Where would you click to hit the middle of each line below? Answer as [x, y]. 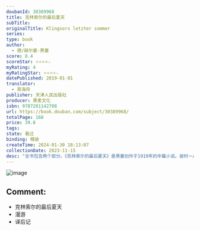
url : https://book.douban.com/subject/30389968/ [68, 112]
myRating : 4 [21, 67]
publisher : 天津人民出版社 [37, 95]
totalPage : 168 [25, 117]
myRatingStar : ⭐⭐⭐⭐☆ [32, 73]
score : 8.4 [20, 56]
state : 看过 [20, 134]
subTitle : [18, 23]
